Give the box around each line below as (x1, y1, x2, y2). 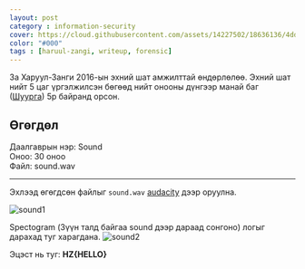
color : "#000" (9, 38, 64, 48)
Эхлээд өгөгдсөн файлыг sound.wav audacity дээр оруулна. (9, 187, 238, 197)
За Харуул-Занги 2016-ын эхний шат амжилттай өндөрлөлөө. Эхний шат (9, 72, 291, 82)
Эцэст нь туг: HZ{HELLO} (9, 248, 107, 259)
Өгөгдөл (9, 117, 59, 132)
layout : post (9, 13, 59, 23)
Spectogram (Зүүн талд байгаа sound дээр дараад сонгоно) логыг (9, 221, 266, 232)
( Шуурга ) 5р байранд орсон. (9, 91, 121, 102)
